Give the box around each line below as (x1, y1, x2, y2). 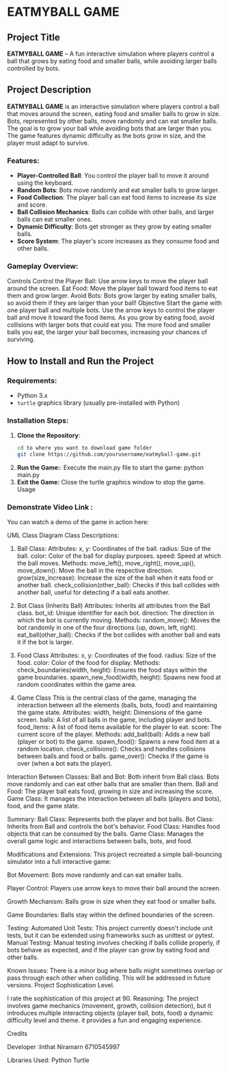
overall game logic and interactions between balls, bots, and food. (7, 837, 193, 845)
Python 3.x (16, 392, 48, 400)
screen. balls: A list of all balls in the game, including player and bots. (16, 716, 212, 724)
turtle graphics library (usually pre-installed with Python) (16, 399, 180, 407)
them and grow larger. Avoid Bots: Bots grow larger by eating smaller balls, (7, 292, 217, 300)
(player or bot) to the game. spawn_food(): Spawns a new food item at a (16, 738, 220, 746)
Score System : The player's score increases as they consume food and (16, 237, 219, 246)
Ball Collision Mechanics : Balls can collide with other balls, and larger (16, 208, 215, 216)
